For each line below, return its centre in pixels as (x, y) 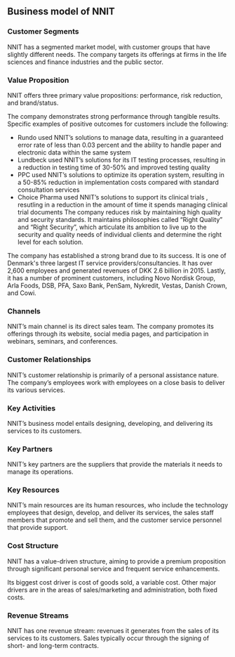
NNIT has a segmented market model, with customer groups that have (109, 47)
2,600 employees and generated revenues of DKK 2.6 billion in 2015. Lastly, (117, 271)
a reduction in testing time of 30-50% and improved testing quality (114, 167)
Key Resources (33, 490)
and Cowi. (22, 293)
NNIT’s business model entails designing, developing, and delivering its (110, 423)
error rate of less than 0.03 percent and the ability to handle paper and (120, 145)
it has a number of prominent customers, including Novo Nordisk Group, (112, 278)
